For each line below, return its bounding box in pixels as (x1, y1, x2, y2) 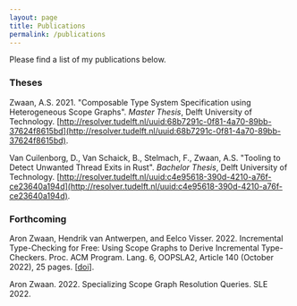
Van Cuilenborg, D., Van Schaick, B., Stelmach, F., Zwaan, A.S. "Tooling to (9, 152, 281, 163)
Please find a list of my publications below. (9, 55, 167, 65)
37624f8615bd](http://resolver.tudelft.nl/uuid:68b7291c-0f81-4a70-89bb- (9, 125, 282, 136)
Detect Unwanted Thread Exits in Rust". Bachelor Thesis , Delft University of (9, 162, 288, 173)
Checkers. (9, 251, 47, 262)
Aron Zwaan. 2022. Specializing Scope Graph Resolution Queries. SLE (9, 278, 268, 289)
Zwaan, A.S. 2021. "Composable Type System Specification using (9, 97, 252, 107)
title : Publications (9, 21, 87, 30)
